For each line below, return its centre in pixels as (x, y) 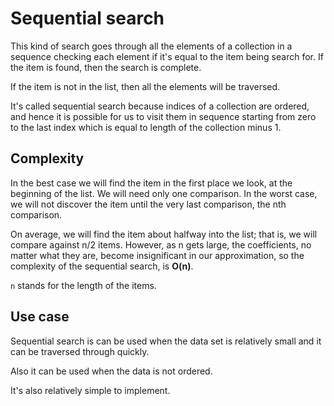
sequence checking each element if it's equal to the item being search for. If (167, 56)
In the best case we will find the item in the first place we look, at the (151, 183)
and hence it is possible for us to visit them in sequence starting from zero (163, 116)
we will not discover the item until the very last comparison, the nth (148, 204)
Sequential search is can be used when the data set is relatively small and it (166, 341)
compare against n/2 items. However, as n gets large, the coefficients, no (161, 244)
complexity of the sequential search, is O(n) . (102, 266)
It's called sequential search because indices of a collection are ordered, (160, 106)
